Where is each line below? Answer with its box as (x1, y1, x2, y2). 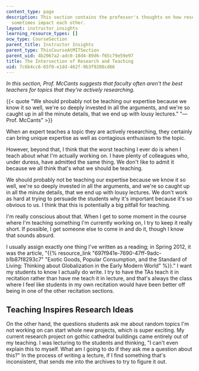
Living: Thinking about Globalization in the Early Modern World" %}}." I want (6, 262, 192, 270)
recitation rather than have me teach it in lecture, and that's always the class (6, 275, 192, 282)
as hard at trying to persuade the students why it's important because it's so (6, 195, 192, 202)
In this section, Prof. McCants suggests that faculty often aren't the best (6, 80, 183, 87)
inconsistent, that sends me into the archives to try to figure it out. (6, 358, 167, 365)
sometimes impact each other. (11, 20, 86, 25)
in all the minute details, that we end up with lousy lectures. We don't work (6, 189, 188, 196)
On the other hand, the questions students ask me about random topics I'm (6, 321, 190, 328)
